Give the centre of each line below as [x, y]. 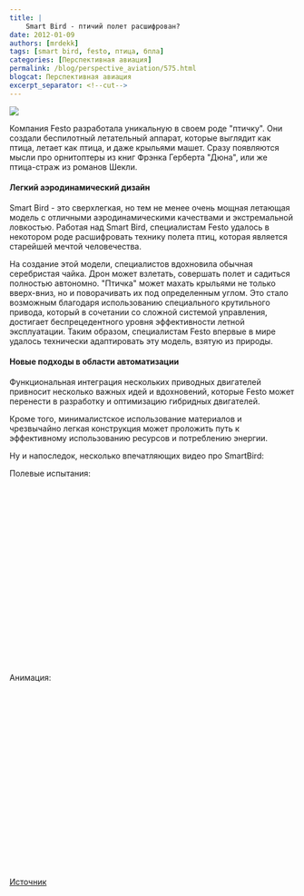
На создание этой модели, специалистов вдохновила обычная [131, 263]
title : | [26, 18]
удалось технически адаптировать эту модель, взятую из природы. [142, 340]
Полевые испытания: [50, 474]
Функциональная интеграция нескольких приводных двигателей [135, 382]
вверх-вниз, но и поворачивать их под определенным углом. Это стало [149, 292]
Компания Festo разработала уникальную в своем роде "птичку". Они [146, 128]
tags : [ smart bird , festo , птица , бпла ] [87, 52]
